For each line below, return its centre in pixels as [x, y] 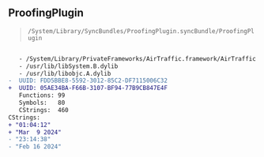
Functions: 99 [42, 95]
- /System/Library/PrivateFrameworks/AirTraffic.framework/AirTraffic [138, 58]
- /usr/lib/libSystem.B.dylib [68, 66]
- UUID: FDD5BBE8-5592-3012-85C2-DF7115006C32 [88, 81]
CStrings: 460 [43, 110]
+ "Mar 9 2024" [35, 132]
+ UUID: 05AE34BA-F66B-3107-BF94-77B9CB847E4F [88, 88]
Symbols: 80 [42, 103]
